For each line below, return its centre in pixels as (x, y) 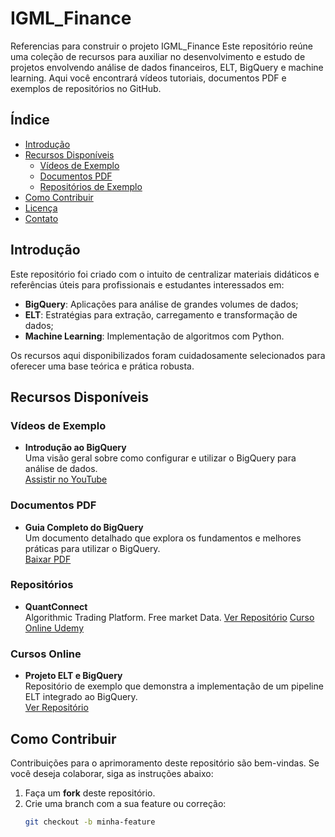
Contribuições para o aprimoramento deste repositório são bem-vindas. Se (165, 763)
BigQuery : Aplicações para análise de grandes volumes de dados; (161, 304)
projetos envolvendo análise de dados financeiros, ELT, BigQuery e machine (167, 67)
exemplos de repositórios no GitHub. (86, 88)
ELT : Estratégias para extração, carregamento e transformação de (161, 314)
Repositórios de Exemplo (91, 186)
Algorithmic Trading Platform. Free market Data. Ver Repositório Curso (169, 617)
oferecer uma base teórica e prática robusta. (102, 366)
